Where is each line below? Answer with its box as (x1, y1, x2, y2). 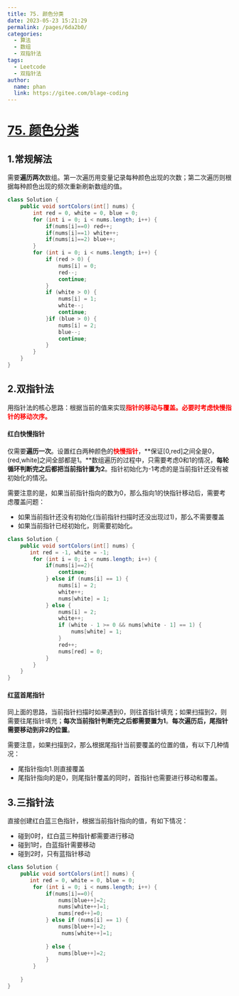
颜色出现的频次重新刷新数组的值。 (26, 182, 126, 191)
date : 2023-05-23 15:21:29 (7, 17, 87, 24)
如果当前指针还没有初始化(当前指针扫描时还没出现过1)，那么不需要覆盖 (17, 513, 225, 521)
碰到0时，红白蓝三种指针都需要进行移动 (17, 832, 134, 840)
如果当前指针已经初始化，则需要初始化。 (17, 521, 137, 530)
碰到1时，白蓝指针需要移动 (17, 840, 96, 850)
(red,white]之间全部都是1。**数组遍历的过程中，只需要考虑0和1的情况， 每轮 (7, 456, 229, 464)
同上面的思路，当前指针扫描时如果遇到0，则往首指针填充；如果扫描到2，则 (7, 708, 228, 717)
